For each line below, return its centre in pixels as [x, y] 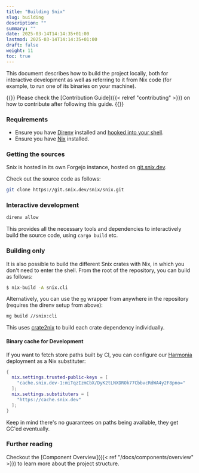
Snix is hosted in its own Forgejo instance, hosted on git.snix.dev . [87, 167]
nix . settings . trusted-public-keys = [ [60, 377]
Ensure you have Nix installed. [52, 139]
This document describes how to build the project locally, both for [87, 73]
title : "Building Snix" [36, 12]
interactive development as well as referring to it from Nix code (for [89, 80]
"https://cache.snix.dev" [49, 399]
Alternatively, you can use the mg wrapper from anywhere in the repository [97, 299]
